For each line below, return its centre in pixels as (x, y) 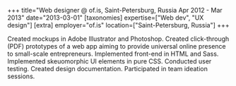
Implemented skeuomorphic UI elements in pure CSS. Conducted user (110, 61)
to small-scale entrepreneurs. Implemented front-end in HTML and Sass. (113, 54)
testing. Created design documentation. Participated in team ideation (108, 69)
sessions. (21, 76)
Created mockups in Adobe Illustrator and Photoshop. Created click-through (118, 39)
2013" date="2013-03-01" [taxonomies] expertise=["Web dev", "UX (106, 18)
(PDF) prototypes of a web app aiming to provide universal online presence (117, 46)
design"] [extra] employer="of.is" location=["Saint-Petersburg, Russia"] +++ (118, 25)
